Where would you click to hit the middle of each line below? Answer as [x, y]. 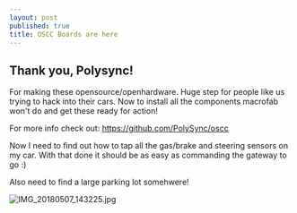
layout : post [34, 17]
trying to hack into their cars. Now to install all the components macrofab [144, 102]
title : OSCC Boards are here [64, 34]
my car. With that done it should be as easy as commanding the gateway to [148, 155]
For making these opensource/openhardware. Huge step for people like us [147, 92]
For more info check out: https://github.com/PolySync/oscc [119, 128]
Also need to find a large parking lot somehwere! [100, 182]
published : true [39, 26]
